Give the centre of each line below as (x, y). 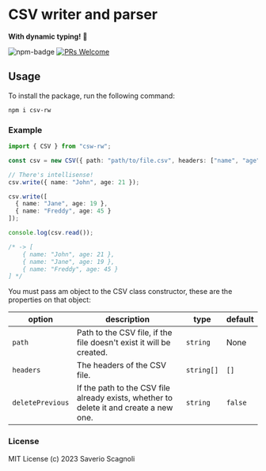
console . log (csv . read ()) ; (51, 233)
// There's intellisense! (51, 175)
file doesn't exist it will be (123, 343)
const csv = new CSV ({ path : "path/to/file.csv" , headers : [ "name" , (123, 160)
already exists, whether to (124, 398)
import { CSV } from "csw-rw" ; (60, 147)
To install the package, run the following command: (92, 96)
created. (92, 352)
